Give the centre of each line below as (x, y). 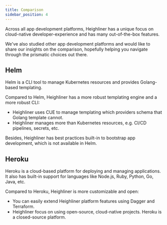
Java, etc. (15, 182)
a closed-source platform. (39, 217)
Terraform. (23, 206)
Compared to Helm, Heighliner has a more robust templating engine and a (81, 97)
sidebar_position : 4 (27, 15)
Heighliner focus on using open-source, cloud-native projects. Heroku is (87, 212)
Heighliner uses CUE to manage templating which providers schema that (87, 112)
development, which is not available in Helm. (51, 143)
